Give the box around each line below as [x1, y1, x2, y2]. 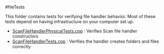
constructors [12, 34, 38, 39]
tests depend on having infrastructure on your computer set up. [5, 19, 134, 24]
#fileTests [5, 4, 25, 10]
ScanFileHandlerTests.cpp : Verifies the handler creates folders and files [12, 38, 159, 44]
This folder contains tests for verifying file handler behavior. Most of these [5, 14, 156, 19]
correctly [12, 44, 31, 49]
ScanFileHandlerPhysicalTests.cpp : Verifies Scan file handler [12, 28, 137, 34]
